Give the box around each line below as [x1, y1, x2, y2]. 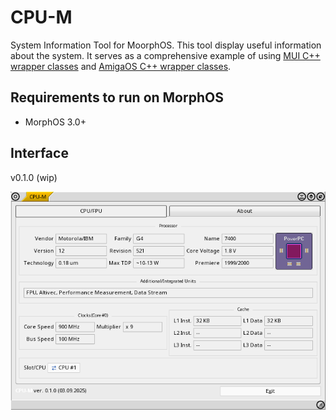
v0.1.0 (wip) [10, 171, 58, 183]
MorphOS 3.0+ [24, 116, 87, 128]
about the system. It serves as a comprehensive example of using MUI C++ [10, 49, 321, 61]
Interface [10, 145, 69, 162]
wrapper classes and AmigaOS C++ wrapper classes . [10, 60, 232, 72]
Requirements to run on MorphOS [10, 89, 224, 106]
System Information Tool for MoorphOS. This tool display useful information [10, 39, 322, 51]
